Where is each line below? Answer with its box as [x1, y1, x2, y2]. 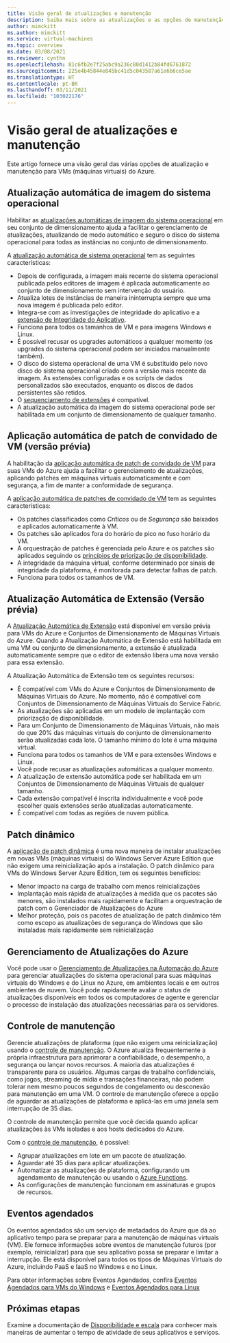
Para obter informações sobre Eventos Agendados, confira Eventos [7, 1276, 197, 1284]
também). [16, 351, 44, 360]
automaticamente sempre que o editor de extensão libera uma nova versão [7, 651, 219, 659]
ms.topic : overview [7, 42, 63, 49]
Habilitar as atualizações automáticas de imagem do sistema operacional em [7, 215, 223, 224]
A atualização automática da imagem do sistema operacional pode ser [16, 403, 216, 411]
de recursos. [16, 1188, 53, 1196]
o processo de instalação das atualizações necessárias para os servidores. [7, 1001, 219, 1009]
